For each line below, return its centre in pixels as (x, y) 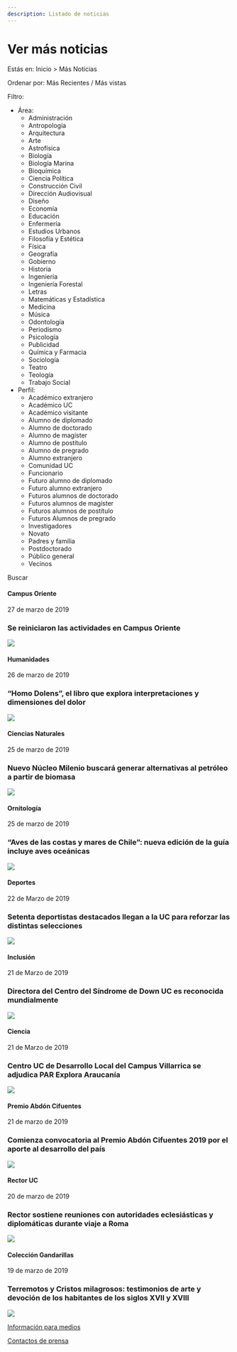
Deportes (22, 883)
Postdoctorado (50, 548)
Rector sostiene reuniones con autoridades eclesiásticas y (111, 1215)
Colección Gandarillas (41, 1255)
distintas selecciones (45, 925)
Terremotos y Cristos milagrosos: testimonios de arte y (104, 1289)
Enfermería (44, 223)
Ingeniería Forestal (55, 284)
